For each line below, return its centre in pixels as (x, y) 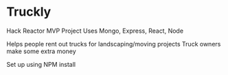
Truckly (29, 12)
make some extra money (41, 51)
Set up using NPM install (41, 64)
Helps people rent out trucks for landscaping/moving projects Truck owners (114, 44)
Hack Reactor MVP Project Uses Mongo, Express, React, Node (95, 31)
